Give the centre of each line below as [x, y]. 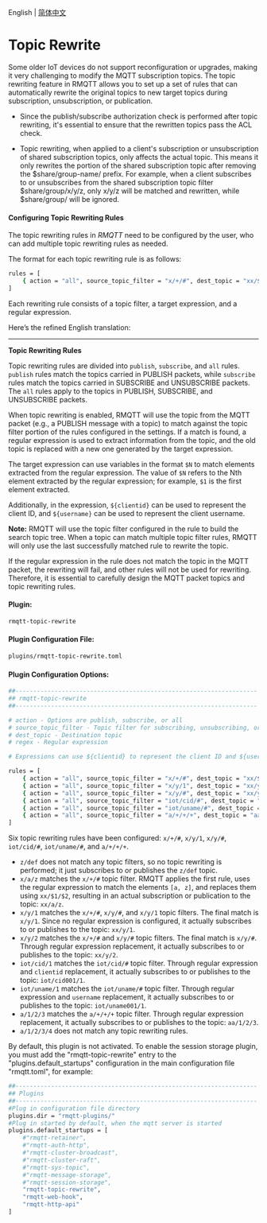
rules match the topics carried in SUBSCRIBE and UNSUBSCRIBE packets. [129, 382]
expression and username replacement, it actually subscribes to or [127, 997]
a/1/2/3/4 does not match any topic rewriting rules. [104, 1031]
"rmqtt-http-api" [51, 1205]
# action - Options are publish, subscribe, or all [95, 720]
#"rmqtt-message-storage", [67, 1175]
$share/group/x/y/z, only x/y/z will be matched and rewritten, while [130, 191]
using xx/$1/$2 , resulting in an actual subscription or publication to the [135, 896]
